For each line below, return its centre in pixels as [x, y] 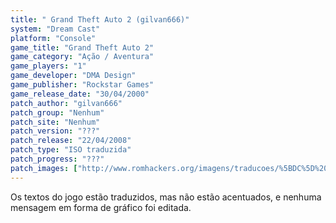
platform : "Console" [53, 38]
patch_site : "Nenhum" [55, 122]
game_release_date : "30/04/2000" [80, 94]
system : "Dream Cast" [55, 29]
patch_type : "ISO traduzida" [71, 150]
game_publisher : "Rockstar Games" [82, 85]
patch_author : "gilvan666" [66, 103]
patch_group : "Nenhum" [57, 112]
